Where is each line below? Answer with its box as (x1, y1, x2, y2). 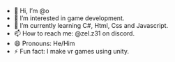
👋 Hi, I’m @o (13, 7, 50, 15)
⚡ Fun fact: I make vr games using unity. (13, 47, 129, 55)
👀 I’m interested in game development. (13, 14, 125, 22)
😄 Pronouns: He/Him (13, 39, 75, 47)
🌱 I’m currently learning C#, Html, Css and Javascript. (13, 22, 169, 29)
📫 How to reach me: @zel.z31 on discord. (13, 29, 135, 38)
